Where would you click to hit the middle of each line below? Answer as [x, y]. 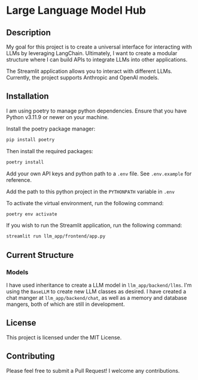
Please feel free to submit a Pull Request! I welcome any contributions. [93, 370]
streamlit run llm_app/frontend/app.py [56, 236]
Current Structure [40, 255]
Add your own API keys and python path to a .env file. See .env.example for [99, 174]
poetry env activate [32, 214]
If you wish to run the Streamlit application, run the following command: [94, 226]
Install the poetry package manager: [51, 129]
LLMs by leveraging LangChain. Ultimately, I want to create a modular [92, 53]
